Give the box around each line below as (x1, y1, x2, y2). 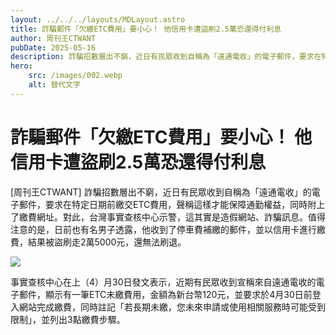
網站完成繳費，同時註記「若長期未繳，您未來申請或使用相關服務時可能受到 (18, 301, 326, 313)
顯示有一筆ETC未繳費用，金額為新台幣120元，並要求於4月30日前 (44, 288, 313, 300)
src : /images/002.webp (28, 71, 123, 81)
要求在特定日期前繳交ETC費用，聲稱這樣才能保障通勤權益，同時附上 (44, 198, 326, 210)
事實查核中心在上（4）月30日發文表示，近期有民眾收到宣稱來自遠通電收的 (10, 276, 317, 288)
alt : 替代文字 (28, 80, 82, 90)
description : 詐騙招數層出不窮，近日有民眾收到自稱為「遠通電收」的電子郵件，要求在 (10, 52, 322, 62)
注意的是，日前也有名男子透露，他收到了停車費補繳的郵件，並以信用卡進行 (10, 223, 317, 235)
